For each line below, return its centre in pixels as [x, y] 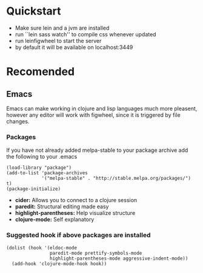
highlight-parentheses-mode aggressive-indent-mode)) [119, 258]
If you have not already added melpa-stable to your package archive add [97, 150]
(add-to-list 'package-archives [47, 173]
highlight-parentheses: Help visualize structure [75, 213]
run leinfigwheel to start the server [58, 41]
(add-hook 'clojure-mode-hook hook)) [59, 264]
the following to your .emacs [42, 157]
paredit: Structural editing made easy [62, 206]
